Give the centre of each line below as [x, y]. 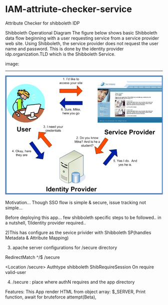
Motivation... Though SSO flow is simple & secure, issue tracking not [76, 203]
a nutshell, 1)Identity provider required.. [45, 223]
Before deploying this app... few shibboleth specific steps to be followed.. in [83, 218]
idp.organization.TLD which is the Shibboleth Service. [60, 54]
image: [12, 64]
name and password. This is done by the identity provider [64, 49]
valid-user [16, 272]
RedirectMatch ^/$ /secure [32, 257]
